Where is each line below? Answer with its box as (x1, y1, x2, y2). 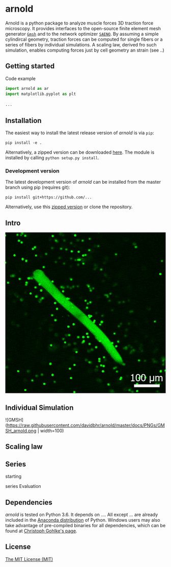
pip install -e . (5, 140, 42, 145)
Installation (5, 116, 42, 125)
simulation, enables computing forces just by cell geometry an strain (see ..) (5, 47, 164, 53)
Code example (5, 75, 36, 82)
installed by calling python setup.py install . (5, 155, 99, 161)
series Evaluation (5, 483, 42, 489)
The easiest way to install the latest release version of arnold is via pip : (5, 130, 154, 136)
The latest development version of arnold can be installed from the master (5, 179, 161, 185)
